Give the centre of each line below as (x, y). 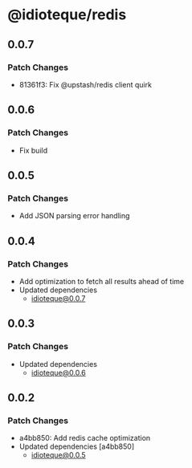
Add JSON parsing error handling (74, 216)
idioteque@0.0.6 (58, 372)
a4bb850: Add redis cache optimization (85, 438)
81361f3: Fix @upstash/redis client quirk (85, 84)
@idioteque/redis (67, 15)
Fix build (33, 150)
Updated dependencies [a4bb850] (77, 446)
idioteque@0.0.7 (58, 298)
